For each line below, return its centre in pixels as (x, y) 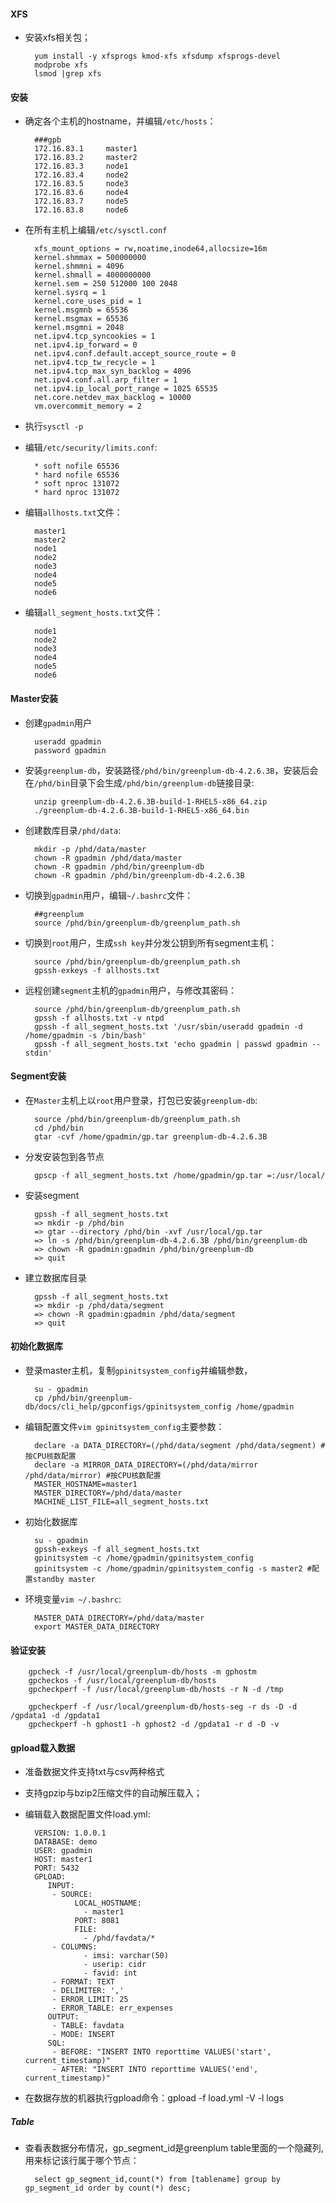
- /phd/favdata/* (119, 1938)
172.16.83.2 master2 (86, 158)
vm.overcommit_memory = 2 (88, 406)
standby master (64, 1580)
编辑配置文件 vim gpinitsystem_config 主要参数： (124, 1427)
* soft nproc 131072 (77, 484)
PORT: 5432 (57, 1868)
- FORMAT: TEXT (83, 1982)
